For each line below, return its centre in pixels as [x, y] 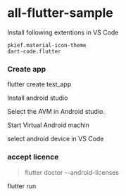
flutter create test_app [39, 84]
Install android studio [38, 98]
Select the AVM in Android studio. [56, 112]
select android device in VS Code [56, 139]
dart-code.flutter [34, 51]
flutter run [22, 186]
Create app [27, 69]
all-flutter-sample [61, 13]
